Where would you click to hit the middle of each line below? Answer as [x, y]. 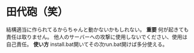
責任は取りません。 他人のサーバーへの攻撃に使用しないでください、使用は [97, 37]
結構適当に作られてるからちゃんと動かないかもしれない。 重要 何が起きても [98, 29]
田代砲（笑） [37, 12]
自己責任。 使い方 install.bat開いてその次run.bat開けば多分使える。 [87, 44]
